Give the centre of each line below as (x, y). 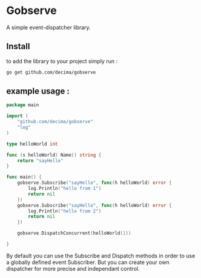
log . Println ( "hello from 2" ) (65, 211)
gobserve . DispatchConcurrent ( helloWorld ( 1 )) (74, 233)
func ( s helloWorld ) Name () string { (54, 155)
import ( (17, 116)
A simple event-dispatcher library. (48, 27)
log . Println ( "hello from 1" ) (65, 189)
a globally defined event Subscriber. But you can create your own (88, 262)
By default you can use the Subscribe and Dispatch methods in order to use (101, 256)
